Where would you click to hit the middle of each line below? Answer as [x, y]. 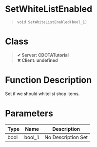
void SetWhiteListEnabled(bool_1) [52, 22]
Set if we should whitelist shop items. [42, 94]
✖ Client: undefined [37, 60]
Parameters [29, 113]
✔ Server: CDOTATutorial [43, 55]
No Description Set [66, 137]
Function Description [48, 80]
